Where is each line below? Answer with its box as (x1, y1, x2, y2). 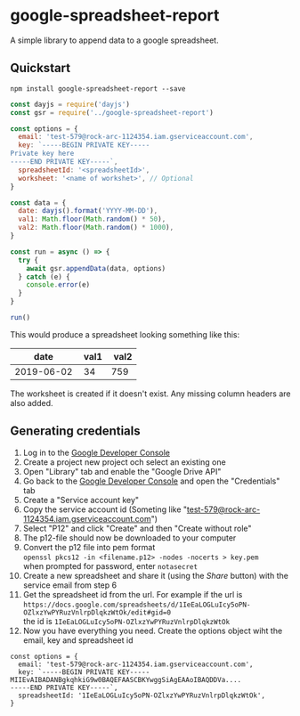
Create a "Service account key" (22, 494, 140, 505)
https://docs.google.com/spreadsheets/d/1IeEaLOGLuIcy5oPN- (22, 600, 251, 609)
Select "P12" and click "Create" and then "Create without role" (22, 523, 252, 533)
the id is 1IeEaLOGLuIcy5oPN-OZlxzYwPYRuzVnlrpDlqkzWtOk (22, 615, 231, 626)
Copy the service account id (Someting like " (22, 504, 188, 515)
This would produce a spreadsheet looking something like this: (10, 329, 240, 339)
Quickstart (10, 61, 71, 76)
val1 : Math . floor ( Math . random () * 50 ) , (18, 215, 166, 224)
